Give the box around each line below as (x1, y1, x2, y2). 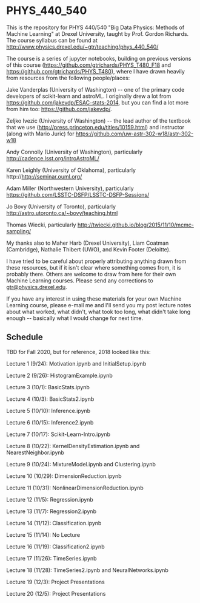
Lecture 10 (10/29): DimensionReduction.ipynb (6, 472, 122, 480)
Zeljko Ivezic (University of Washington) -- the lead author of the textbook (6, 117, 191, 124)
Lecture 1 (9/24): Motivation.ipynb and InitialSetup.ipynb (6, 359, 147, 367)
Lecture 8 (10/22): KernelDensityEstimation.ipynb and (6, 442, 140, 449)
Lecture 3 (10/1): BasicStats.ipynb (6, 383, 90, 390)
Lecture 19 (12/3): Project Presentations (6, 578, 105, 585)
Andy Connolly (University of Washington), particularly (6, 148, 143, 155)
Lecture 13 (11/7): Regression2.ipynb (6, 508, 97, 515)
